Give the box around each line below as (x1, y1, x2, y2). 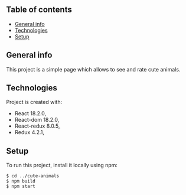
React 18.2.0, (14, 110, 47, 117)
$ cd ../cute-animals (6, 173, 60, 179)
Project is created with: (6, 99, 63, 106)
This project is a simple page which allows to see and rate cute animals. (6, 66, 181, 73)
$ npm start (6, 183, 35, 190)
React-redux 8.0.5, (14, 122, 60, 129)
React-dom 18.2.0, (14, 116, 60, 123)
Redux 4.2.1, (14, 129, 44, 136)
